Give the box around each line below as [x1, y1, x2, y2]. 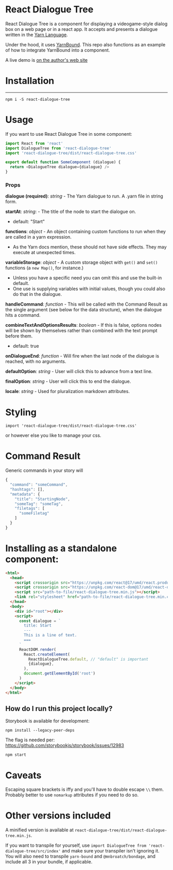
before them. [5, 333, 33, 339]
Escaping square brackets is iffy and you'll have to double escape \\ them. [5, 786, 164, 793]
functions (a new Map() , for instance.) [5, 265, 84, 271]
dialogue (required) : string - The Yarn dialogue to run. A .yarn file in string [5, 193, 163, 199]
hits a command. [5, 312, 41, 318]
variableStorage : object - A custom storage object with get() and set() [5, 259, 158, 265]
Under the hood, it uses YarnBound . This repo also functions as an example [5, 41, 166, 47]
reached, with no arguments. [5, 359, 66, 365]
